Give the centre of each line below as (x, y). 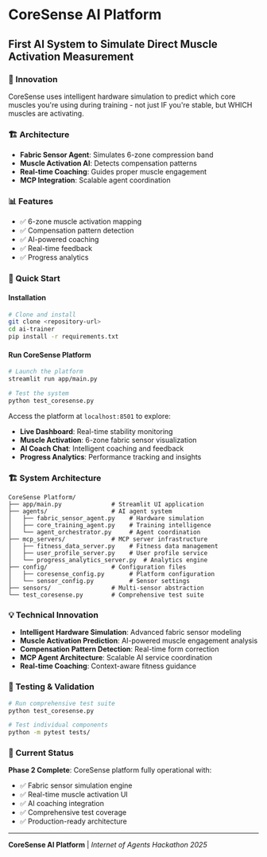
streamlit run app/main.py (53, 379)
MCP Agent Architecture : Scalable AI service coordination (116, 658)
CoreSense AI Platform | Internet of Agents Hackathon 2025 (108, 845)
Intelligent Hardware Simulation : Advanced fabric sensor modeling (130, 632)
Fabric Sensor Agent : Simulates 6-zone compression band (116, 155)
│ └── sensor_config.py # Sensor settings (99, 581)
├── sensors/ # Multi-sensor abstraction (106, 588)
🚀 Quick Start (35, 279)
